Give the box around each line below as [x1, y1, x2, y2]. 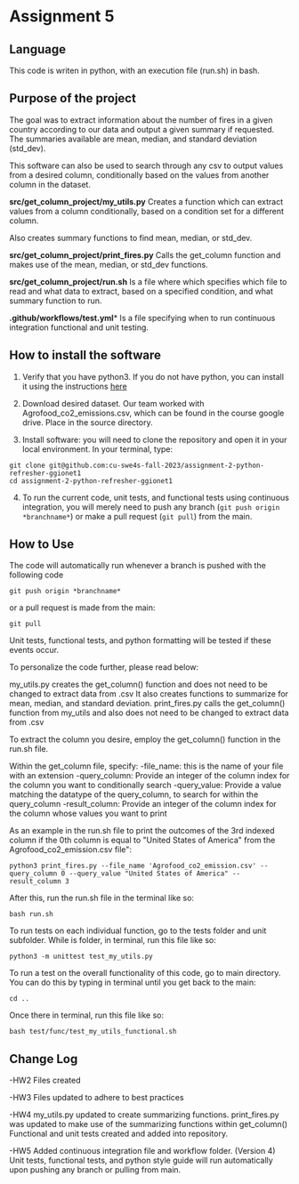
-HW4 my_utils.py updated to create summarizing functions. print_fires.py [9, 1109, 279, 1120]
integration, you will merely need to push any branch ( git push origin [21, 501, 280, 512]
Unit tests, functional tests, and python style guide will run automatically [9, 1155, 273, 1166]
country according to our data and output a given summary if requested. [9, 124, 275, 134]
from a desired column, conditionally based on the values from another [9, 169, 270, 180]
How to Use [9, 536, 75, 552]
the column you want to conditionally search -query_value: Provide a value [9, 780, 282, 791]
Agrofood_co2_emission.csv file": [9, 844, 132, 855]
